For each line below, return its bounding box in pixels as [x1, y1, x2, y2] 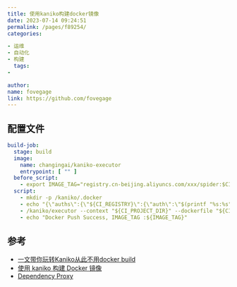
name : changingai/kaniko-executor [20, 161, 121, 169]
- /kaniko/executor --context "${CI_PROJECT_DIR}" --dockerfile [20, 207, 213, 214]
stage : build [13, 148, 52, 155]
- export [20, 181, 46, 188]
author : [7, 82, 30, 89]
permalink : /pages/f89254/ [7, 23, 87, 30]
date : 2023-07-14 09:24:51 [7, 17, 87, 24]
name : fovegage [7, 88, 52, 95]
